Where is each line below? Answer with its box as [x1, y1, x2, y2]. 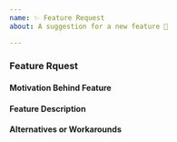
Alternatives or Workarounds [9, 124, 123, 135]
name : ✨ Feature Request [9, 13, 105, 23]
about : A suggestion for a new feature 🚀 [9, 22, 169, 31]
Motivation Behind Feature [9, 83, 112, 94]
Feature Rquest [9, 60, 79, 73]
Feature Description [9, 103, 86, 114]
